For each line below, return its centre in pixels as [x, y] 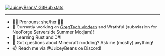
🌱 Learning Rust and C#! [37, 37]
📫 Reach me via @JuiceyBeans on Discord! [57, 48]
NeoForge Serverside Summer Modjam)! [53, 32]
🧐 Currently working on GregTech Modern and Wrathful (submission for [84, 27]
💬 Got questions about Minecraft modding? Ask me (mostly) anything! [83, 42]
